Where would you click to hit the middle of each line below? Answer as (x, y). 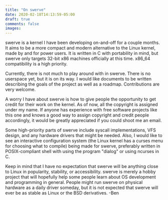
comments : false (22, 24)
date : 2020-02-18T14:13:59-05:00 (40, 14)
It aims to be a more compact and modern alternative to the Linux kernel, (80, 48)
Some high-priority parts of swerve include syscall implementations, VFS (81, 130)
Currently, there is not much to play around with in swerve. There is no (78, 73)
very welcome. (21, 89)
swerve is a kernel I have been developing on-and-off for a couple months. (82, 42)
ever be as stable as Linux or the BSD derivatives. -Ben (62, 193)
